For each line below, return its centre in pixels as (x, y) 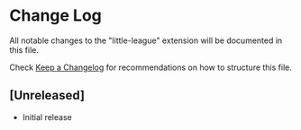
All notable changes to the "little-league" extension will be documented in (146, 40)
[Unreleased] (47, 95)
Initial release (47, 117)
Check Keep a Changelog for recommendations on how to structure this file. (151, 67)
